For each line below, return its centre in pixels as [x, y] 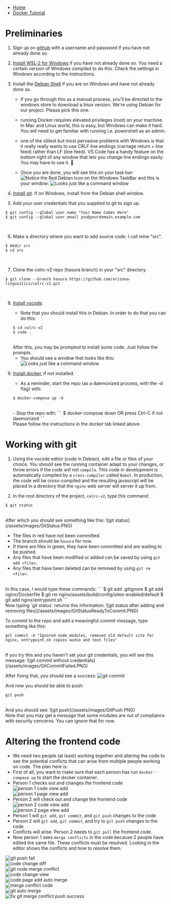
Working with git [41, 445]
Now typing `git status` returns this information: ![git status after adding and [85, 605]
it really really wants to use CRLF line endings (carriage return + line [92, 146]
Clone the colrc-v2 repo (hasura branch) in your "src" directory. [80, 270]
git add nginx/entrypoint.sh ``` [36, 600]
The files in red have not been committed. [56, 535]
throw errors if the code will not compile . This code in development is [85, 469]
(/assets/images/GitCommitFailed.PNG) [47, 665]
